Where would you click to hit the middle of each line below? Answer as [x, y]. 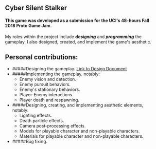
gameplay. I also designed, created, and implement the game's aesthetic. [78, 42]
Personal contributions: [42, 57]
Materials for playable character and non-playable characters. [81, 136]
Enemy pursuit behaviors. [45, 85]
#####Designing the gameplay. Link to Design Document [69, 69]
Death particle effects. [42, 121]
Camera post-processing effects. [52, 126]
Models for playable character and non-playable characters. [79, 131]
